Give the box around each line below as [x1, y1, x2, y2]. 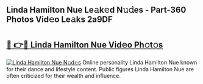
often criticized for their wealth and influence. [6, 72, 121, 79]
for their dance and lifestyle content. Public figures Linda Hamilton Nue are [6, 66, 194, 72]
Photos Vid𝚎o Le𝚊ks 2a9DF [6, 15, 113, 25]
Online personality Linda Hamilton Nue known [82, 59, 198, 66]
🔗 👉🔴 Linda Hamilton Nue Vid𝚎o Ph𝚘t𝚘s [6, 40, 163, 50]
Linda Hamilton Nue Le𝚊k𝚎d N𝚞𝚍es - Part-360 [6, 5, 187, 15]
